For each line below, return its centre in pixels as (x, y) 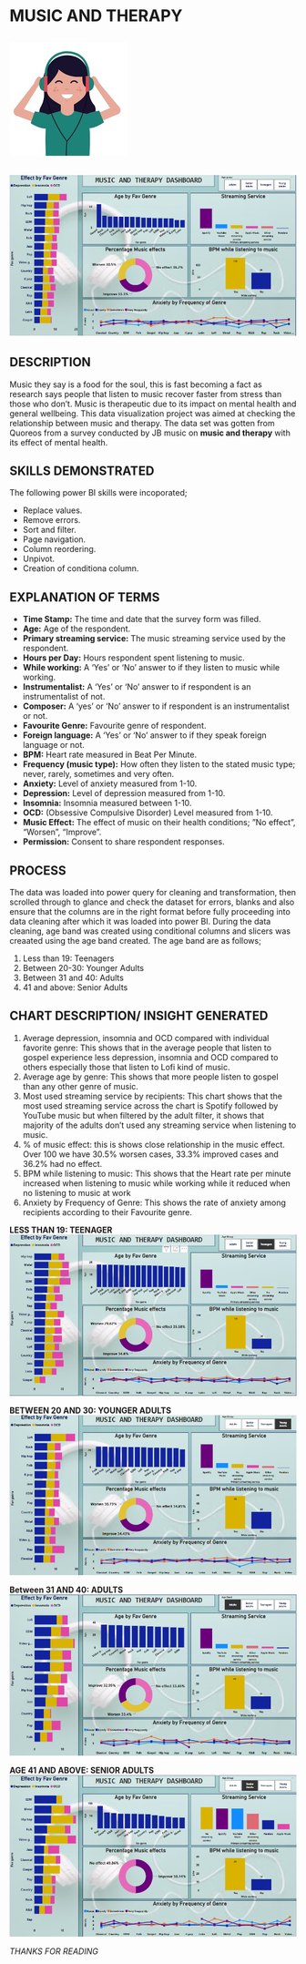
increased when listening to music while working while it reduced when (157, 1183)
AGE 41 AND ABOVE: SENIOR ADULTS (82, 1770)
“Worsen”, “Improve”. (62, 832)
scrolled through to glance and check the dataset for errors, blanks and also (152, 902)
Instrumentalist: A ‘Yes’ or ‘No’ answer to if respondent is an (137, 687)
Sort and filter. (50, 530)
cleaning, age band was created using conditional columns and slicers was (150, 931)
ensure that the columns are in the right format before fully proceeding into (150, 912)
